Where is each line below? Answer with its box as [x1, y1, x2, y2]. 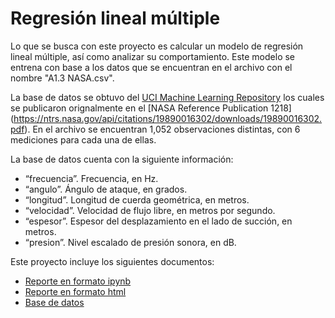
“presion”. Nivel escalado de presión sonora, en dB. [24, 236, 237, 248]
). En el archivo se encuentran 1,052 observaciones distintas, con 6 [24, 123, 301, 135]
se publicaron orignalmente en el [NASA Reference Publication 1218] [10, 102, 292, 114]
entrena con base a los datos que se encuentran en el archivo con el [10, 61, 293, 73]
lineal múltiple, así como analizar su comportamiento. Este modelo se [10, 50, 296, 62]
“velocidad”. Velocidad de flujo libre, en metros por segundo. [24, 204, 276, 216]
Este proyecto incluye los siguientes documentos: [10, 255, 215, 267]
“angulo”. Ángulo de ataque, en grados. [24, 183, 188, 195]
